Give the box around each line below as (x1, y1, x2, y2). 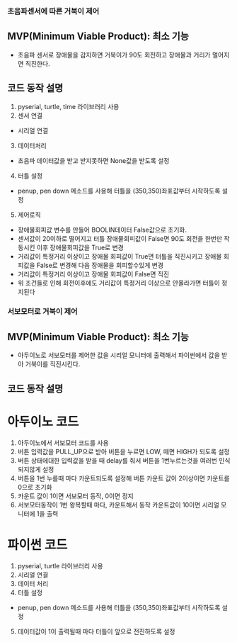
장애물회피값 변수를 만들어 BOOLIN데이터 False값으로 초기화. (17, 225, 187, 234)
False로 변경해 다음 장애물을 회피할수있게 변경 (36, 261, 164, 269)
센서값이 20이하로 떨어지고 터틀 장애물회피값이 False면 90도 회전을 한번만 (17, 234, 223, 242)
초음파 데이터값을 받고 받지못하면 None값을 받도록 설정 (17, 156, 170, 164)
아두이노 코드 (7, 413, 79, 429)
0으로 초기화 (17, 483, 52, 491)
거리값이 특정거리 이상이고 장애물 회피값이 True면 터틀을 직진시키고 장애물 (17, 252, 222, 260)
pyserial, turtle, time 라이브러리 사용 (17, 102, 120, 111)
